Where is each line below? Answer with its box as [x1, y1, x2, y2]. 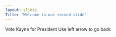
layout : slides [5, 7, 37, 13]
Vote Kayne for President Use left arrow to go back [5, 26, 111, 32]
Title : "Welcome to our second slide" [5, 12, 87, 17]
